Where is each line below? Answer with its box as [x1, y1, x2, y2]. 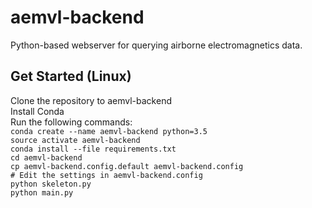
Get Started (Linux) [10, 68, 132, 85]
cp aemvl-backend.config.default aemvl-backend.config [10, 161, 244, 171]
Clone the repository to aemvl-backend [10, 94, 172, 106]
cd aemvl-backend [10, 152, 83, 163]
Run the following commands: [10, 116, 133, 128]
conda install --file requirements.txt [10, 144, 177, 154]
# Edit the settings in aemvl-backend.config [10, 170, 203, 180]
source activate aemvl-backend [10, 135, 141, 145]
